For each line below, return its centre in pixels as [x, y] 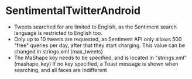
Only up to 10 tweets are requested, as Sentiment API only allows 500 [98, 39]
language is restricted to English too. [58, 33]
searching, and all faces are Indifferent [61, 70]
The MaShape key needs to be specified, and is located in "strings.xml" [100, 58]
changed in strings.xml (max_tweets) [58, 51]
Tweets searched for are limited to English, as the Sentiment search [95, 27]
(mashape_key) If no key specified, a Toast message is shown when [96, 64]
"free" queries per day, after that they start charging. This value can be [100, 45]
